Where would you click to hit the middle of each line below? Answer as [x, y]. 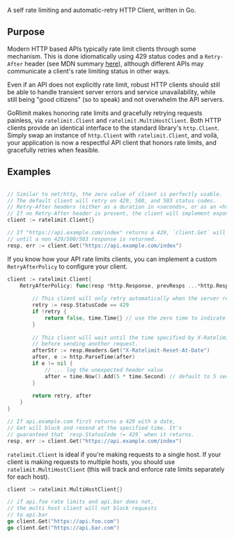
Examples [29, 172]
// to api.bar [28, 515]
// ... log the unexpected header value [104, 370]
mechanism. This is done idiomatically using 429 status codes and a [105, 56]
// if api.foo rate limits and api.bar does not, [81, 502]
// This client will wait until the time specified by [114, 338]
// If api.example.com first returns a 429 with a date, [92, 421]
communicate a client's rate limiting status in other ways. [89, 71]
